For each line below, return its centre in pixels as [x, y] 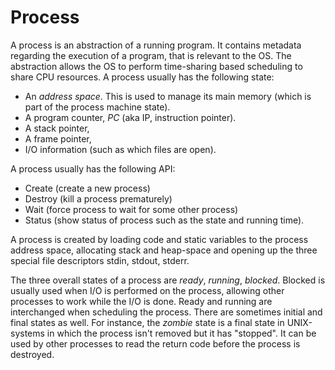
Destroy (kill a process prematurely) [98, 198]
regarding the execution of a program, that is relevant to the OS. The [151, 55]
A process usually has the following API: [93, 168]
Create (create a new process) [87, 188]
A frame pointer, [58, 138]
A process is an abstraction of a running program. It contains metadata [156, 45]
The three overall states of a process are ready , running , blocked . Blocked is [168, 280]
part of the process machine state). [97, 107]
